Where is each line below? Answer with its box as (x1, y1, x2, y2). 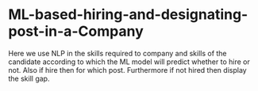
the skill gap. (8, 74, 50, 83)
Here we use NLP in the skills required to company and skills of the (8, 48, 228, 58)
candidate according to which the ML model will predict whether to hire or (8, 57, 250, 66)
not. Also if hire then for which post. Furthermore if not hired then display (8, 65, 248, 74)
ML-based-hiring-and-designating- (8, 6, 248, 24)
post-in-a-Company (8, 22, 144, 40)
